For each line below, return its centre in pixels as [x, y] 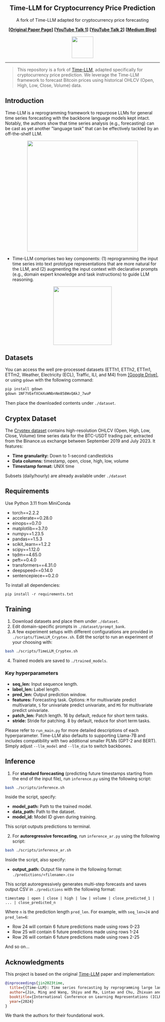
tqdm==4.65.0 [27, 555]
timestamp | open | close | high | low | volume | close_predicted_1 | [80, 899]
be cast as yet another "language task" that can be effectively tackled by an [82, 128]
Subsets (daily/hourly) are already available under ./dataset [66, 476]
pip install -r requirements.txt [39, 594]
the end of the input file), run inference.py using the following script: [82, 778]
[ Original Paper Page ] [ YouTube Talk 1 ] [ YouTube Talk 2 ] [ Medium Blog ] [82, 30]
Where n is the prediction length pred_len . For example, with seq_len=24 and [82, 912]
